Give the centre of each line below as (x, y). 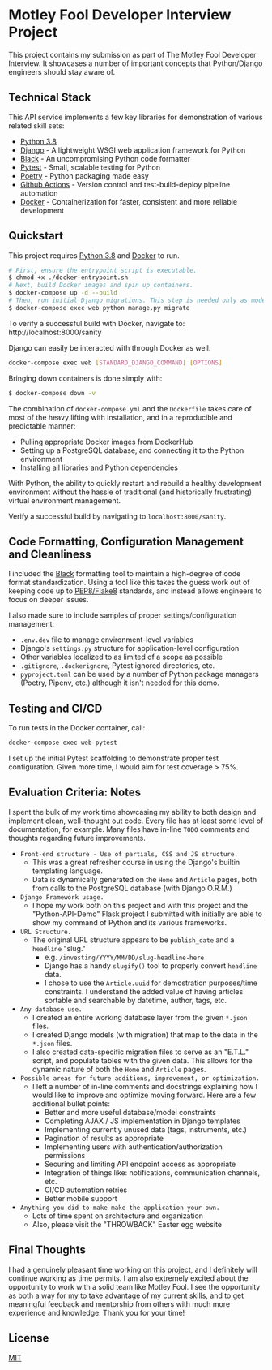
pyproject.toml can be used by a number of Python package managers (139, 674)
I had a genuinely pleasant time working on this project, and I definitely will (133, 1269)
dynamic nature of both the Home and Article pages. (119, 1069)
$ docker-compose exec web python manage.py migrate (99, 308)
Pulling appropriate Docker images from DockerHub (106, 442)
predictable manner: (42, 426)
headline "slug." (59, 948)
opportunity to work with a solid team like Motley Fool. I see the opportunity (134, 1286)
